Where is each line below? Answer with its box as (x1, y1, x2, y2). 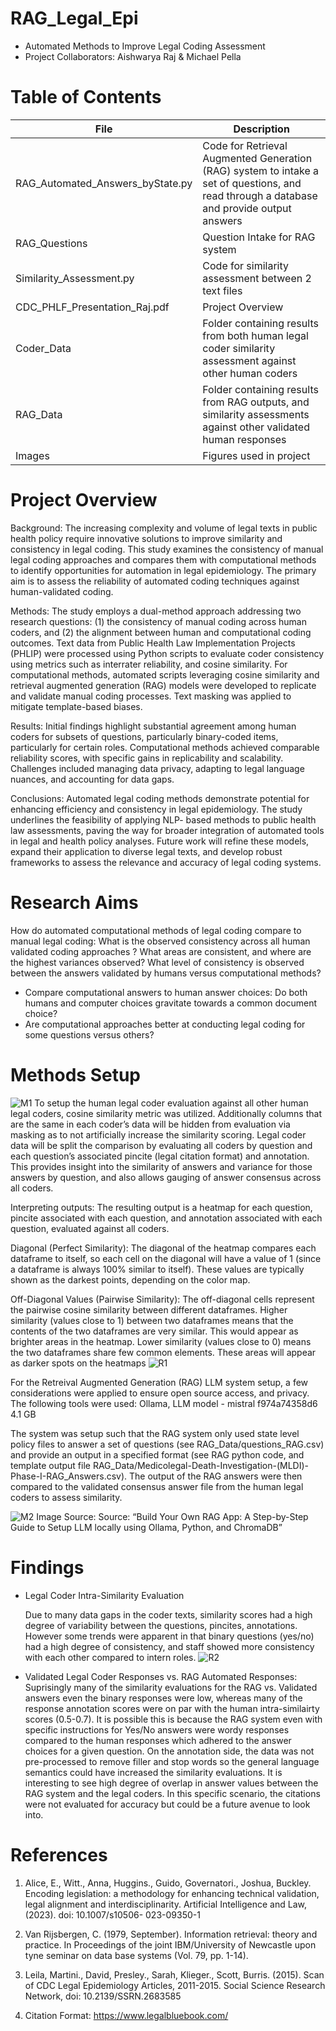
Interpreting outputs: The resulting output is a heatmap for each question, (10, 1201, 313, 1213)
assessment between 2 (202, 271, 312, 285)
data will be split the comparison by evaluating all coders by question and (10, 1139, 313, 1151)
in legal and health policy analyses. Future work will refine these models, (10, 835, 310, 847)
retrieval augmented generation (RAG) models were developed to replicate (10, 679, 317, 691)
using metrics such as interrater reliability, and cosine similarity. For (10, 658, 288, 670)
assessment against (202, 353, 297, 367)
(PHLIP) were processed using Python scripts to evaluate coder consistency (10, 647, 325, 659)
